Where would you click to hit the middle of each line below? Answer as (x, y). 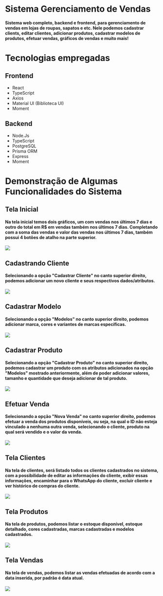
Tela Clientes (25, 458)
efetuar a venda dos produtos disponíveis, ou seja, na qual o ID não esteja (81, 422)
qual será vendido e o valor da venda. (44, 432)
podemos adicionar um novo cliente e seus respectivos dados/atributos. (80, 281)
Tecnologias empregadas (58, 58)
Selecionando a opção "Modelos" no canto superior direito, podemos (77, 319)
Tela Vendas (24, 560)
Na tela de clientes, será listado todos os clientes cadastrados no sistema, (82, 470)
